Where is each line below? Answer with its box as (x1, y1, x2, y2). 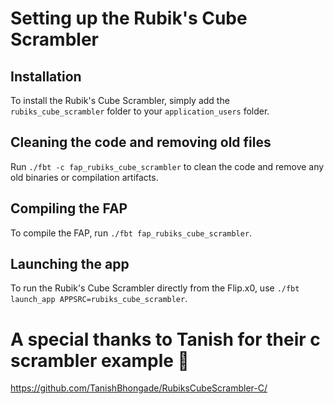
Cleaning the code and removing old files (10, 134, 272, 151)
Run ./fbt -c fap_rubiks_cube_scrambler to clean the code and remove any (10, 160, 325, 172)
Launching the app (10, 256, 130, 273)
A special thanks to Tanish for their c (10, 328, 321, 351)
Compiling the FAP (10, 200, 128, 217)
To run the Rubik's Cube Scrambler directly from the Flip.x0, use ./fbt (10, 282, 300, 294)
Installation (10, 68, 82, 85)
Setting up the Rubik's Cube (10, 7, 248, 30)
